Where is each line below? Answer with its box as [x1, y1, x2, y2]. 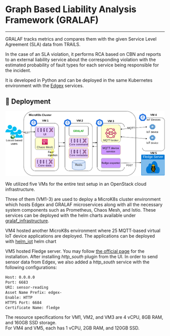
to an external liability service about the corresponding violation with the [5, 56, 156, 62]
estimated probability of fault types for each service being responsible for [5, 62, 159, 68]
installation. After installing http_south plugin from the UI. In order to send [5, 253, 158, 259]
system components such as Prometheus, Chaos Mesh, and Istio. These [5, 207, 156, 213]
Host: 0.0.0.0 [5, 275, 35, 280]
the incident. [5, 67, 31, 73]
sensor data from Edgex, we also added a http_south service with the [5, 259, 150, 265]
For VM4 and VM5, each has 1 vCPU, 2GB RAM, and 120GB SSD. [5, 325, 140, 331]
